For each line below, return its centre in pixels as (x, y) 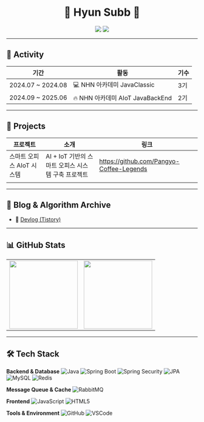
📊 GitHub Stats (36, 245)
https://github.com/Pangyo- (140, 161)
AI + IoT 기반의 (66, 156)
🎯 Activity (25, 55)
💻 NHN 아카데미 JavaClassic (114, 84)
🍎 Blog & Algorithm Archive (59, 205)
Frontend (18, 401)
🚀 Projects (26, 126)
